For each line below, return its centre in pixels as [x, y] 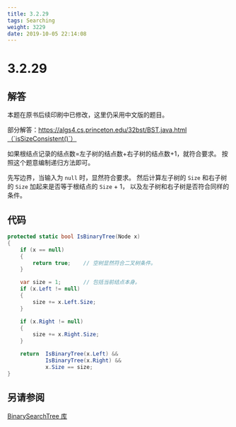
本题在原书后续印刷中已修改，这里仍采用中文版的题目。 [88, 115]
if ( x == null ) [42, 250]
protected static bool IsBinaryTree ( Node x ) [74, 237]
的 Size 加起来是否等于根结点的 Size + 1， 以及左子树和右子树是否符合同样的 [118, 187]
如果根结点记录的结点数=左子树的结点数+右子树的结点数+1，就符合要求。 [114, 154]
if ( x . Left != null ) [50, 289]
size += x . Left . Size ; [65, 302]
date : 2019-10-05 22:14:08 [47, 34]
